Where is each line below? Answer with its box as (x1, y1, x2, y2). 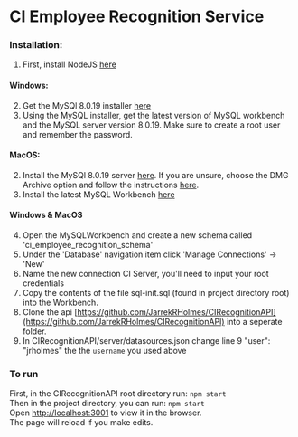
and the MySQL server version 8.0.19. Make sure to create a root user (22, 119, 281, 130)
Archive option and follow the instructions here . (22, 179, 200, 190)
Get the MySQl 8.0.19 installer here (22, 100, 152, 110)
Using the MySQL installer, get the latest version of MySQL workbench (22, 109, 285, 120)
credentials (22, 278, 65, 289)
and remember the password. (22, 128, 133, 139)
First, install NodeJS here (22, 59, 117, 70)
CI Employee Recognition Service (9, 6, 265, 27)
